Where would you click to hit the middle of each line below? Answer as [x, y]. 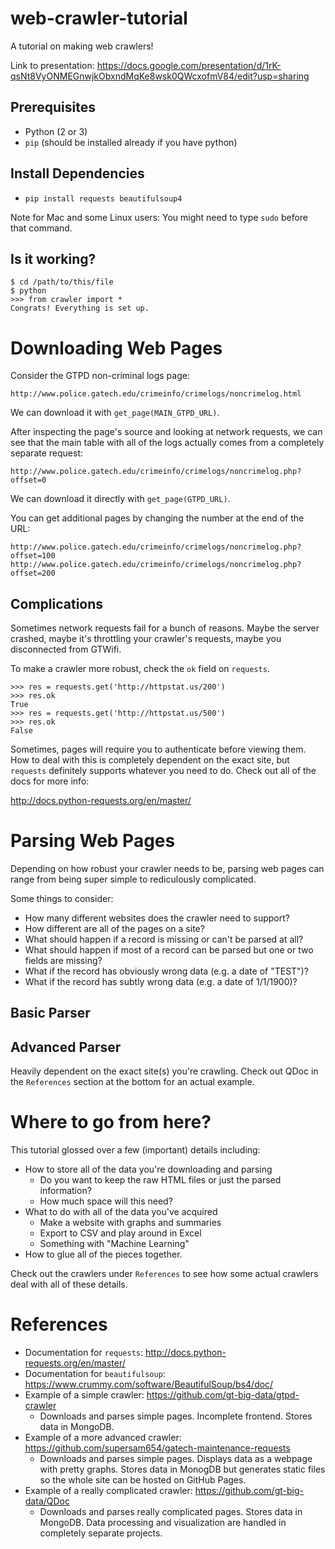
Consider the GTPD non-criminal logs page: [100, 376]
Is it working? [53, 258]
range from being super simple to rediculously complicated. [133, 879]
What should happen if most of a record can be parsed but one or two [169, 950]
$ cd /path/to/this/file [62, 282]
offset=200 [33, 573]
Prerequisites [53, 107]
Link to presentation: [52, 65]
